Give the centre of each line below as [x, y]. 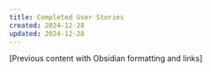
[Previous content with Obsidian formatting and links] [106, 59]
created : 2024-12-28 [47, 25]
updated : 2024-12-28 [47, 33]
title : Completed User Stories [67, 17]
